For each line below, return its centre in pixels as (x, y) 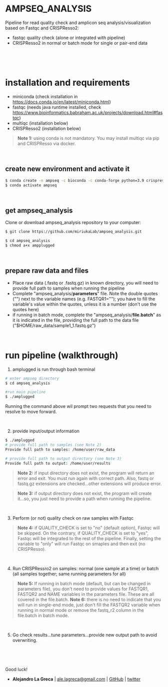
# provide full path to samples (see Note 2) (53, 445)
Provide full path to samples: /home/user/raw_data (60, 449)
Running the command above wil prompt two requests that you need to (78, 406)
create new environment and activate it (67, 169)
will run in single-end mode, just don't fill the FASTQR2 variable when (89, 605)
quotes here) (25, 309)
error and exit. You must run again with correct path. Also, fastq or (85, 478)
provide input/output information (46, 431)
